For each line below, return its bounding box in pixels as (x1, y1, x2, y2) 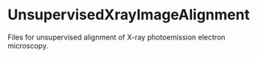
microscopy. (7, 40, 49, 50)
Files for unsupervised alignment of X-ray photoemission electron (7, 32, 226, 42)
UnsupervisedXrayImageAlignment (7, 6, 251, 24)
